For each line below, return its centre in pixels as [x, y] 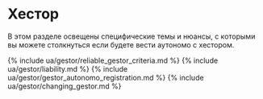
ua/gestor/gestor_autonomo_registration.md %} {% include [106, 77]
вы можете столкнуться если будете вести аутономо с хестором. [121, 44]
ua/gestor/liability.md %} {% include [68, 68]
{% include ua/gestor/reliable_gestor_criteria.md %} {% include [113, 60]
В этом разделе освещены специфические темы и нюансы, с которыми [131, 36]
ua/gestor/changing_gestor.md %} [65, 86]
